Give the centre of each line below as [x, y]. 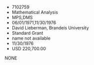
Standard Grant [27, 33]
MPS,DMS [22, 17]
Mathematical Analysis [35, 12]
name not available [31, 38]
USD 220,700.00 [29, 49]
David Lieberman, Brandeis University [50, 28]
